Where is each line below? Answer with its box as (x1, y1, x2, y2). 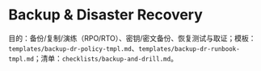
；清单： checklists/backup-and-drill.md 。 (33, 53, 178, 63)
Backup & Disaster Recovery (8, 6, 204, 24)
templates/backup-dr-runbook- (138, 44, 240, 53)
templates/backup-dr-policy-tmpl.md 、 (8, 43, 139, 53)
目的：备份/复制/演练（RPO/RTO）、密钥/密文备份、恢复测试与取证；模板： (8, 33, 256, 43)
